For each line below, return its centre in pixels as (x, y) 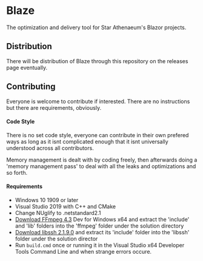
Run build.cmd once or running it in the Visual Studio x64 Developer (100, 245)
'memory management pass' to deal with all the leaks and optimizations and (101, 166)
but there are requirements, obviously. (54, 107)
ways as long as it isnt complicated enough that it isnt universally (87, 141)
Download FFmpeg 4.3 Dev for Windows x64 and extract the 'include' (102, 219)
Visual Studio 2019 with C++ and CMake (65, 206)
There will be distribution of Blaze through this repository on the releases (97, 61)
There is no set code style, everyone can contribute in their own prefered (98, 135)
